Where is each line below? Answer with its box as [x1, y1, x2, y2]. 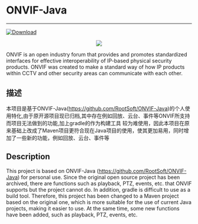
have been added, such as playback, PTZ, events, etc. [6, 211, 138, 218]
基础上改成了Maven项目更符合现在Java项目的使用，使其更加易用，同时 [11, 127, 184, 134]
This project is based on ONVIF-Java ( [6, 167, 99, 174]
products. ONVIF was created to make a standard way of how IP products [6, 63, 185, 71]
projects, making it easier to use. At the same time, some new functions [6, 205, 180, 212]
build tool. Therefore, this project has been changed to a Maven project [6, 192, 179, 199]
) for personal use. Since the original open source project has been [17, 173, 180, 180]
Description [6, 152, 50, 162]
